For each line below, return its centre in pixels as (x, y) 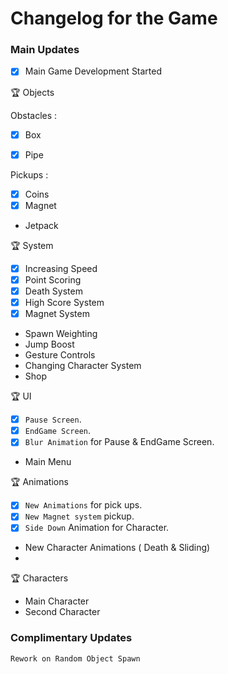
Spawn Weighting (61, 334)
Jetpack (41, 225)
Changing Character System (83, 366)
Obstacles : (34, 115)
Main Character (57, 601)
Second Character (62, 612)
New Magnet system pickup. (79, 516)
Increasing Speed (61, 268)
